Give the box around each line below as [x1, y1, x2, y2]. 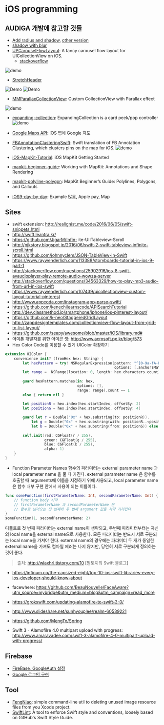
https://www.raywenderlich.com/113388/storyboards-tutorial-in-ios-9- [12, 257, 155, 263]
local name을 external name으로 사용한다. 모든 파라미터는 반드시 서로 [10, 531, 144, 537]
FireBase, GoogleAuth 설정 [12, 665, 65, 671]
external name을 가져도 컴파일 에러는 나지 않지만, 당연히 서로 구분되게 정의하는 [5, 544, 156, 549]
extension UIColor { [5, 351, 47, 357]
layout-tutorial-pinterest [12, 294, 61, 300]
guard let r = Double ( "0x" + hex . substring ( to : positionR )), [22, 415, 150, 420]
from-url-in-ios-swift [12, 283, 54, 289]
